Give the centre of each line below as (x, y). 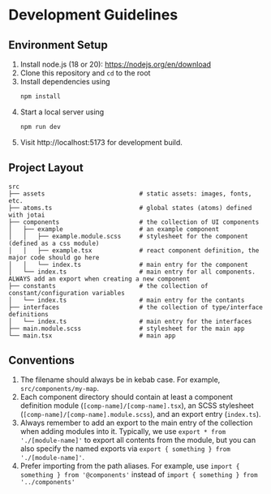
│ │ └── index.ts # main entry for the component (129, 264)
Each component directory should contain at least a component (126, 397)
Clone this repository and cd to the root (85, 73)
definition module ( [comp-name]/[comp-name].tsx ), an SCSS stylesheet (137, 406)
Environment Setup (58, 45)
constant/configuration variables (67, 293)
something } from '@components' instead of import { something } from (139, 475)
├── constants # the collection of (108, 286)
